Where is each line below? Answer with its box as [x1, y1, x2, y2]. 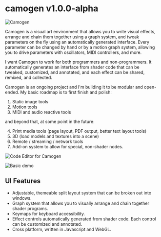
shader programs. [12, 205, 48, 211]
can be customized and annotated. [12, 221, 82, 227]
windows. [12, 195, 32, 201]
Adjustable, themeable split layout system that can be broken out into [12, 190, 152, 196]
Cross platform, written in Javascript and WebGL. [12, 226, 111, 232]
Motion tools [12, 104, 38, 110]
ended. [5, 89, 20, 95]
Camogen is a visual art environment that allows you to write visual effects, [5, 28, 156, 34]
